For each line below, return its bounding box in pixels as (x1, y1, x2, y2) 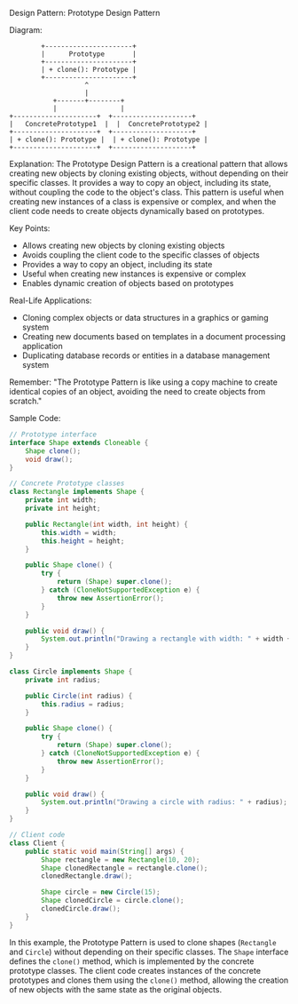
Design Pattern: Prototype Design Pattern (9, 8, 161, 18)
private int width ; (25, 496, 98, 505)
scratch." (9, 395, 43, 406)
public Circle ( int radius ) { (25, 691, 133, 700)
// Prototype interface (9, 430, 98, 439)
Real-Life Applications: (9, 295, 92, 306)
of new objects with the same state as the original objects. (9, 984, 223, 994)
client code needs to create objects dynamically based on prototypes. (9, 206, 264, 216)
